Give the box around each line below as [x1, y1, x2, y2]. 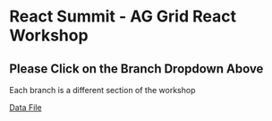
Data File [9, 102, 42, 113]
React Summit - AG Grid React [9, 6, 237, 27]
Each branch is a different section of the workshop [9, 85, 196, 95]
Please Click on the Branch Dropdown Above [9, 61, 264, 76]
